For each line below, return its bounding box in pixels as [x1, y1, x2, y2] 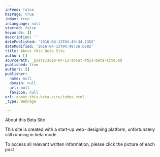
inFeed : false [5, 7, 34, 12]
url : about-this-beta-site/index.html [5, 94, 85, 99]
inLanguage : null [5, 21, 41, 26]
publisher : [5, 72, 28, 77]
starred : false [5, 26, 36, 31]
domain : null [9, 80, 36, 85]
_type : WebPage [5, 99, 36, 104]
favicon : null [9, 90, 38, 95]
